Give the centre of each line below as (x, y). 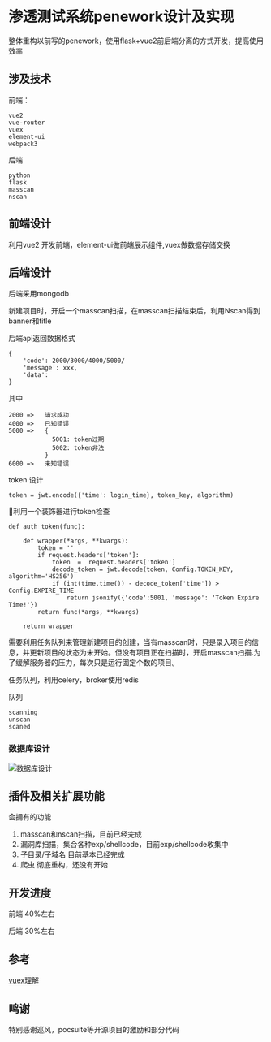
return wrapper (49, 626)
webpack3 (23, 144)
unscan (19, 720)
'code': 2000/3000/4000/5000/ (74, 361)
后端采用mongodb (39, 294)
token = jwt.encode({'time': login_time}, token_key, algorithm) (121, 495)
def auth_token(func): (47, 527)
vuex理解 (24, 980)
